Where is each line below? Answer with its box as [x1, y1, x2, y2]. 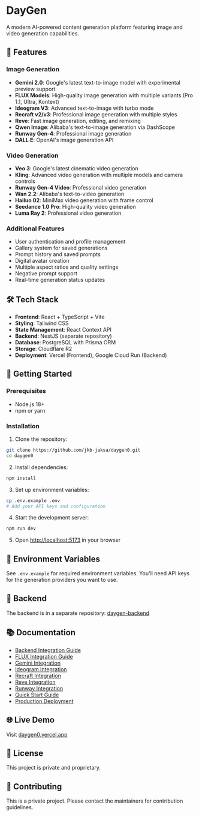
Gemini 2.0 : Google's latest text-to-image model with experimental [14, 79, 181, 86]
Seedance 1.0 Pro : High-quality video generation [14, 203, 136, 210]
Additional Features [6, 224, 65, 233]
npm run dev [6, 525, 36, 531]
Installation [6, 422, 40, 430]
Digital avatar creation [14, 257, 70, 265]
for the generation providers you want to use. [6, 576, 118, 584]
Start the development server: [14, 514, 89, 521]
